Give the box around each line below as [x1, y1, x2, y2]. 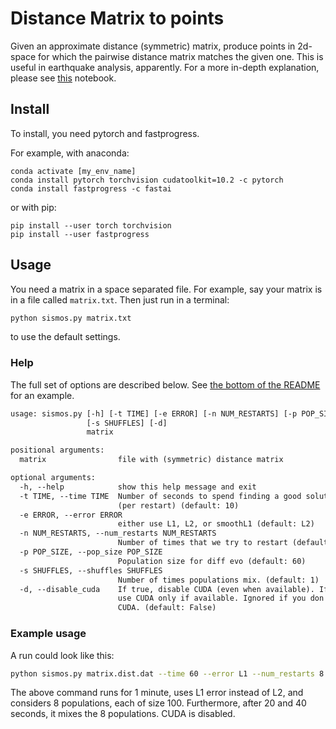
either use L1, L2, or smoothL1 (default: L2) [117, 519, 315, 529]
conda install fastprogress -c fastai [10, 183, 172, 194]
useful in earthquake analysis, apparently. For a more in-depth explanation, [10, 61, 320, 73]
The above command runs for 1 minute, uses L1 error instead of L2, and [10, 687, 304, 699]
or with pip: [10, 201, 57, 213]
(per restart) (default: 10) [117, 500, 240, 511]
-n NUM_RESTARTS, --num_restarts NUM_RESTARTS [19, 528, 217, 539]
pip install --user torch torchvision [10, 220, 172, 231]
